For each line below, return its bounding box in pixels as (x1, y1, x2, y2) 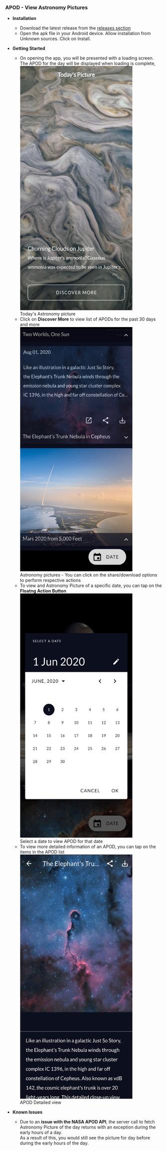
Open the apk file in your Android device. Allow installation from (19, 31, 151, 37)
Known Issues (12, 1109, 43, 1115)
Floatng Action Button (19, 588, 66, 594)
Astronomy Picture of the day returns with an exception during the (19, 1124, 156, 1130)
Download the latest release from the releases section (19, 25, 131, 31)
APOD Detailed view (19, 1099, 61, 1105)
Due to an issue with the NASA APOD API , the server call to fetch (19, 1119, 156, 1125)
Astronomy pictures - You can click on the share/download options (19, 572, 158, 578)
